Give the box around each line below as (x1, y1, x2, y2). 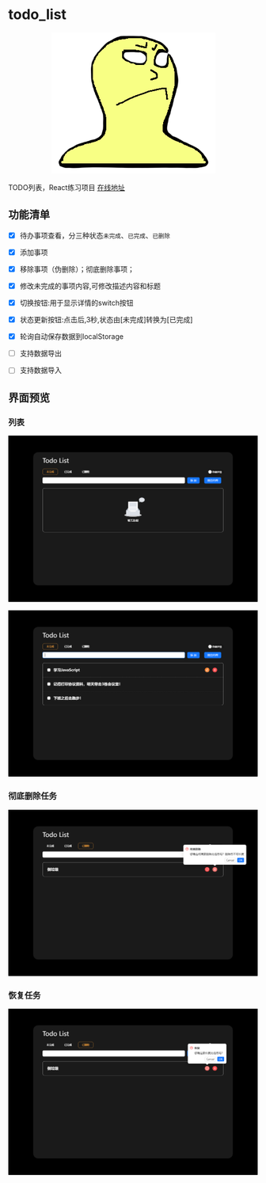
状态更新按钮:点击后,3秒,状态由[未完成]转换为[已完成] (19, 315, 193, 325)
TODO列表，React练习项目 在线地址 (8, 182, 125, 192)
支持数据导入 (19, 366, 62, 375)
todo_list (8, 6, 67, 24)
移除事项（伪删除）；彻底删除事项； (19, 264, 135, 274)
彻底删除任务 (8, 790, 58, 801)
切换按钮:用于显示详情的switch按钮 (19, 299, 134, 307)
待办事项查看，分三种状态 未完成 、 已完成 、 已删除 (19, 230, 170, 240)
